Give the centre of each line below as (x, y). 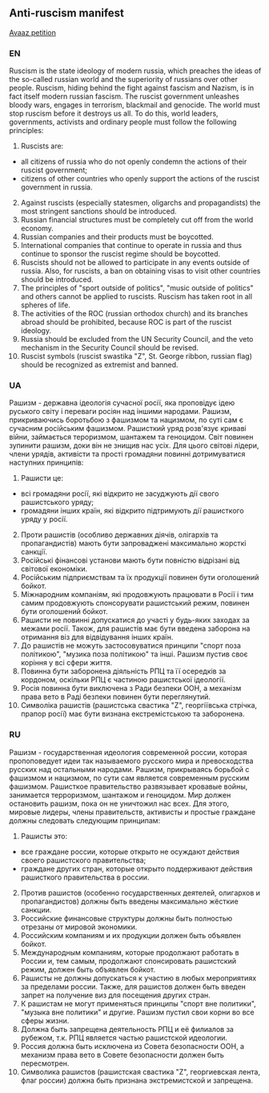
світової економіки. (54, 569)
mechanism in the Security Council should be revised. (110, 347)
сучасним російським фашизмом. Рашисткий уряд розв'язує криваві (128, 429)
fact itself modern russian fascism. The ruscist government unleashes (124, 96)
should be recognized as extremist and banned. (99, 365)
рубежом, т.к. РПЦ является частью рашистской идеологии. (124, 1038)
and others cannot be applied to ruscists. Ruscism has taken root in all (137, 297)
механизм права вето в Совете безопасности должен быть (122, 1054)
